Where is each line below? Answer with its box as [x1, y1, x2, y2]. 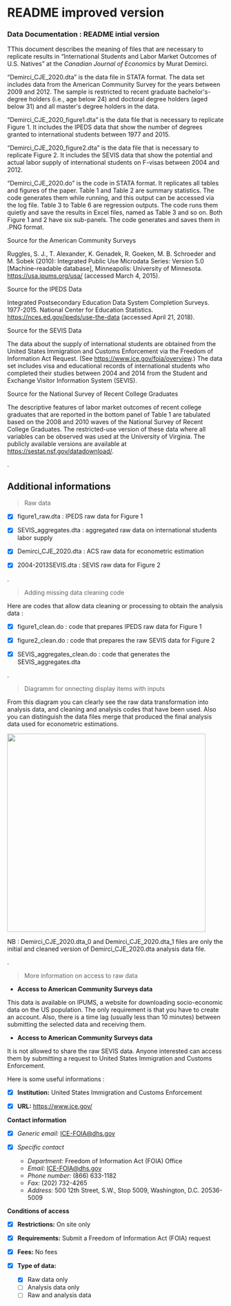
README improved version [7, 5, 164, 21]
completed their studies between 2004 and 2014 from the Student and [7, 369, 208, 377]
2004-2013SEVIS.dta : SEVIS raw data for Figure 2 [17, 561, 161, 570]
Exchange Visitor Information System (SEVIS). [7, 376, 138, 385]
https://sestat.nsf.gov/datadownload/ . [7, 447, 114, 456]
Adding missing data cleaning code [23, 588, 125, 596]
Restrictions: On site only [17, 1220, 91, 1228]
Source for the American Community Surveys [7, 237, 137, 245]
